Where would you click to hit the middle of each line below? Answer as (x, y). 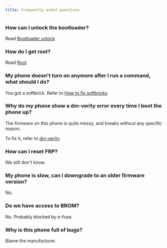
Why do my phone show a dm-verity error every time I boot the (83, 106)
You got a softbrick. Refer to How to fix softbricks (56, 93)
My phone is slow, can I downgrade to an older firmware (75, 175)
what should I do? (27, 82)
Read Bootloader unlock (30, 38)
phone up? (18, 112)
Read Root (16, 63)
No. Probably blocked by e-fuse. (39, 217)
